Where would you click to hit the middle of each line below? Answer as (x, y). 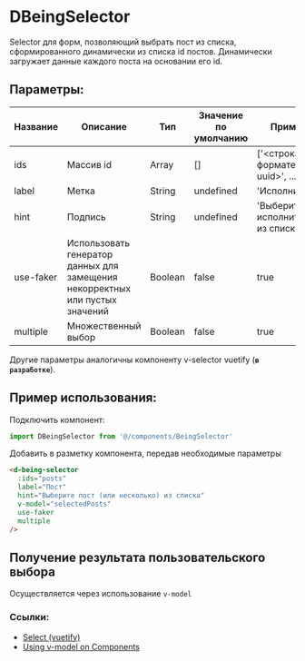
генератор (90, 254)
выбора (33, 572)
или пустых (92, 300)
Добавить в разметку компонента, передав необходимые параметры (145, 454)
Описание (104, 126)
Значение (221, 115)
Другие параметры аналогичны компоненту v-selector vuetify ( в (134, 360)
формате (277, 164)
